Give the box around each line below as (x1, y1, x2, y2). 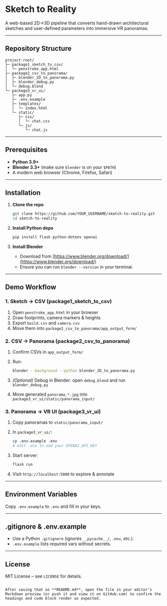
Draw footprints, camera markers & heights (12, 314, 101, 320)
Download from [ (19, 253, 55, 259)
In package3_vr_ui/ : (12, 429, 53, 435)
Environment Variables (5, 490, 78, 499)
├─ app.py (11, 92, 32, 98)
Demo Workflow (5, 283, 56, 292)
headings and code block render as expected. (5, 596, 101, 601)
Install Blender (12, 244, 43, 250)
